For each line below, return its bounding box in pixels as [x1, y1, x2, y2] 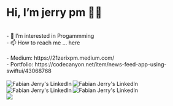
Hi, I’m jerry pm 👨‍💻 [6, 5, 102, 19]
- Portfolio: [6, 60, 34, 68]
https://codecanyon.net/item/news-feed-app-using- [34, 60, 167, 68]
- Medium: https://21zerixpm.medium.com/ [6, 54, 115, 62]
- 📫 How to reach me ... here [6, 39, 80, 46]
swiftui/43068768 [6, 67, 52, 74]
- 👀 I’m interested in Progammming [6, 32, 94, 39]
